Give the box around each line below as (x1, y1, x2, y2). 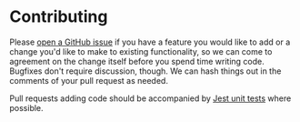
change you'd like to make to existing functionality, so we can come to (9, 46, 273, 56)
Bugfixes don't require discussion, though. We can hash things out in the (9, 66, 282, 76)
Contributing (9, 6, 108, 27)
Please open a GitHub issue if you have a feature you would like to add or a (9, 36, 291, 47)
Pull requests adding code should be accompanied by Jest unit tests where (9, 93, 292, 104)
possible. (9, 102, 44, 113)
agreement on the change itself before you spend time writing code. (9, 56, 265, 66)
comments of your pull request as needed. (9, 75, 168, 86)
